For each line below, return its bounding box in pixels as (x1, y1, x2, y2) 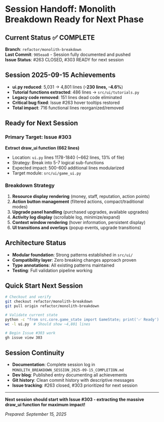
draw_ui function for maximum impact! (5, 402, 85, 408)
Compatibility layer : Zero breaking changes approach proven (12, 257, 137, 263)
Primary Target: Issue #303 (5, 134, 72, 141)
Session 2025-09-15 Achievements (5, 71, 116, 79)
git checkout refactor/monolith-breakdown (5, 299, 93, 304)
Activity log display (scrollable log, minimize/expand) (12, 214, 121, 220)
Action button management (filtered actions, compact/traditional (12, 199, 144, 204)
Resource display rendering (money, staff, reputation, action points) (12, 193, 150, 199)
